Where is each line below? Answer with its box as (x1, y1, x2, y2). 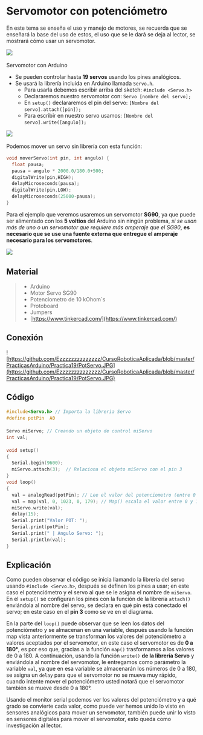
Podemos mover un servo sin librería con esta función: (6, 143, 143, 150)
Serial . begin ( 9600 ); (11, 460, 63, 466)
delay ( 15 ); (11, 511, 39, 517)
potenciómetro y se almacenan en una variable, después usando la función (6, 626, 193, 634)
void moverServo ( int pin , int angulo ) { (6, 155, 110, 161)
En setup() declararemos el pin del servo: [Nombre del (24, 99, 159, 106)
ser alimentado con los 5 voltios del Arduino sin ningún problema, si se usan (6, 217, 197, 224)
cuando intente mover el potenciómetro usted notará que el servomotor (6, 678, 184, 685)
